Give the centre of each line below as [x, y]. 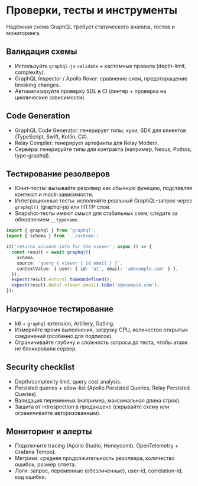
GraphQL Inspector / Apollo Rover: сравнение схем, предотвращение [101, 78]
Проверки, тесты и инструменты [92, 10]
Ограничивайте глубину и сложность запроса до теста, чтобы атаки [101, 342]
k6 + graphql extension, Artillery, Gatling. [64, 323]
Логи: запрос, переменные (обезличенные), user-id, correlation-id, [99, 471]
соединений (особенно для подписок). [64, 336]
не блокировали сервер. [46, 348]
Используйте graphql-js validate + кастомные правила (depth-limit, [100, 66]
